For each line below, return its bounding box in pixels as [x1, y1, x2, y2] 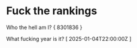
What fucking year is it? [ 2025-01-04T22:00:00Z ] [6, 35, 132, 42]
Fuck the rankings [6, 4, 98, 18]
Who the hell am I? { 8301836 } [6, 24, 83, 31]
